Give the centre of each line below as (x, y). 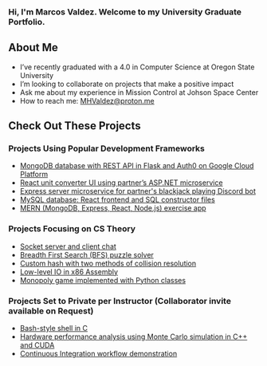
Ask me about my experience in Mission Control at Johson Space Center (139, 92)
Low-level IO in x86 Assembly (69, 272)
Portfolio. (27, 22)
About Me (33, 47)
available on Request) (51, 311)
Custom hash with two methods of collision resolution (108, 263)
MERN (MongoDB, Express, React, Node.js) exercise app (113, 208)
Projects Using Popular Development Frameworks (107, 148)
